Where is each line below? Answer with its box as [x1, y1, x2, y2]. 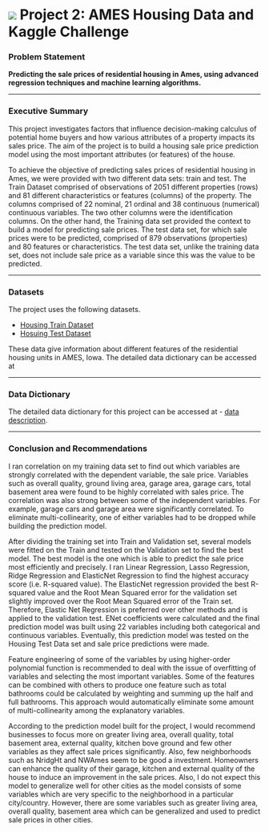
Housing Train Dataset [19, 320, 94, 330]
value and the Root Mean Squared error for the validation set [37, 587, 238, 597]
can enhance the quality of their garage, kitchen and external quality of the [8, 764, 255, 773]
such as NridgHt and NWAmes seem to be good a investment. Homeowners [8, 755, 259, 765]
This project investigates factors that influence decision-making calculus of [8, 124, 257, 133]
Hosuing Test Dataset [19, 329, 92, 339]
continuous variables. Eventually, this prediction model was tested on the [8, 630, 250, 639]
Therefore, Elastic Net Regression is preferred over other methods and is [8, 604, 248, 615]
